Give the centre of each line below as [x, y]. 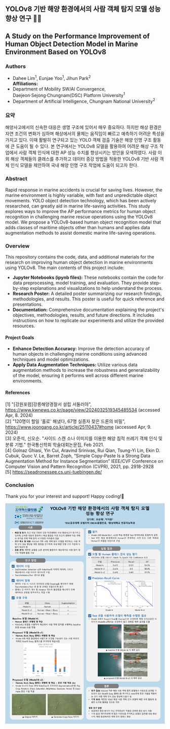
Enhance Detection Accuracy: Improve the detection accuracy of [81, 349]
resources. [24, 326]
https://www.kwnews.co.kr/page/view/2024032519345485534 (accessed [83, 410]
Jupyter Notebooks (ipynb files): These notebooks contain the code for [88, 277]
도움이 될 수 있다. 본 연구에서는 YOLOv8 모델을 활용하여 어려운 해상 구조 [87, 146]
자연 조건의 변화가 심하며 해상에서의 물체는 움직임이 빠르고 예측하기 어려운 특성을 [85, 134]
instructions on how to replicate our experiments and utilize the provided [88, 320]
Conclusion [20, 485]
